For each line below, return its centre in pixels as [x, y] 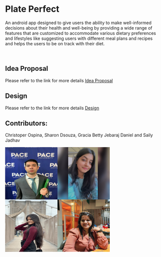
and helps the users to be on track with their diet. [55, 43]
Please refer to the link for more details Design [52, 108]
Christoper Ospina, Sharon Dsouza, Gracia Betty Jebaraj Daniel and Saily [79, 135]
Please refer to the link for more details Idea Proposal [59, 80]
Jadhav [13, 140]
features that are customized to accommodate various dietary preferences [80, 33]
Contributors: [26, 123]
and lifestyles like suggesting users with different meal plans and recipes [79, 38]
